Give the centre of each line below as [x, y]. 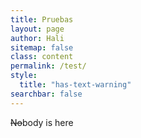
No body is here [42, 122]
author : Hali [37, 38]
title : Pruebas [42, 19]
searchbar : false [46, 94]
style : [24, 76]
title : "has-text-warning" [75, 85]
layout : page [37, 29]
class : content [42, 57]
